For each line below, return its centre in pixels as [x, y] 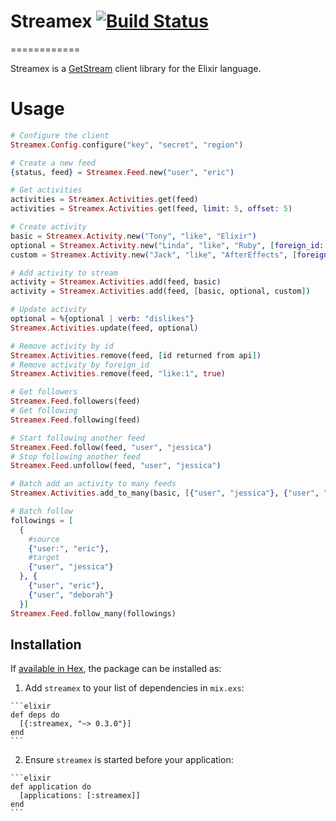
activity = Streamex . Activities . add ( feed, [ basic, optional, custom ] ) [160, 291]
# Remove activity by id [62, 346]
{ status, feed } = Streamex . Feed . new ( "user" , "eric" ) [122, 172]
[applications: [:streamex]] [80, 796]
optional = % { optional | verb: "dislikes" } [102, 319]
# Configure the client [60, 135]
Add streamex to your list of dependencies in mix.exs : [134, 688]
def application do [51, 787]
